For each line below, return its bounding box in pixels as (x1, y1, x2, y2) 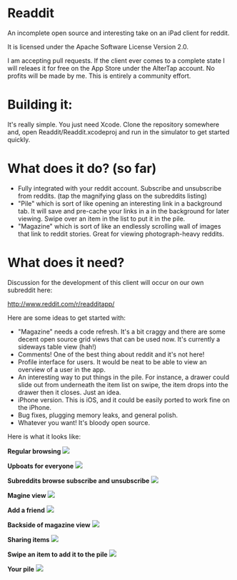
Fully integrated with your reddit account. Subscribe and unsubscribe (17, 184, 222, 192)
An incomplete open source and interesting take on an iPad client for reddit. (7, 29, 230, 37)
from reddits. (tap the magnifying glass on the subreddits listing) (17, 191, 207, 200)
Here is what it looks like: (7, 432, 81, 441)
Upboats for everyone (7, 461, 74, 470)
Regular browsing (7, 446, 61, 455)
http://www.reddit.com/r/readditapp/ (7, 299, 115, 308)
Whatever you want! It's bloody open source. (17, 418, 151, 426)
